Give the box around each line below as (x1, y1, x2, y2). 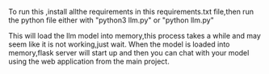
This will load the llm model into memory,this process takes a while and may (8, 31, 261, 40)
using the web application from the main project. (8, 56, 170, 66)
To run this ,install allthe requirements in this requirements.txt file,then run (8, 7, 254, 16)
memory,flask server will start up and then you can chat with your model (8, 48, 250, 57)
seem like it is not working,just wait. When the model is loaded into (8, 39, 230, 49)
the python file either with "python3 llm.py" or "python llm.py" (8, 15, 214, 25)
